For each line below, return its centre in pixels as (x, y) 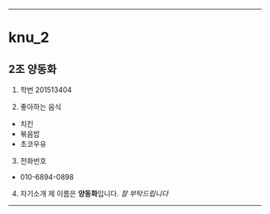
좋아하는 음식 (41, 107)
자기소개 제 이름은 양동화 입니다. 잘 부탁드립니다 (94, 194)
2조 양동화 (33, 69)
